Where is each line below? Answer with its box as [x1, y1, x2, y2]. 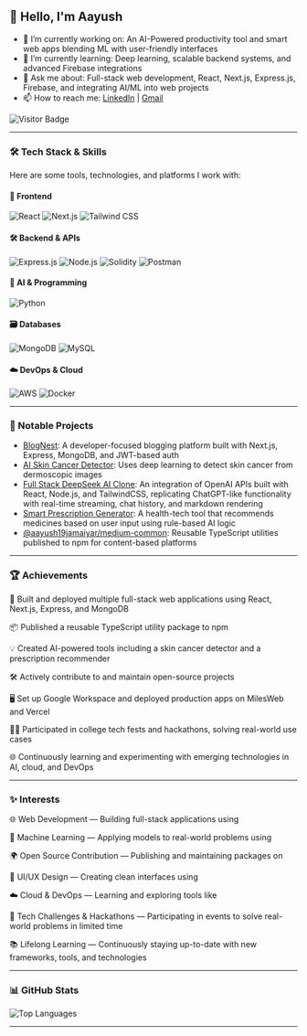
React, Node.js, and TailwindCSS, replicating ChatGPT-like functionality [22, 488, 291, 499]
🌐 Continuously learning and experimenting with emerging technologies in [9, 751, 290, 762]
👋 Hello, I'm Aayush [9, 9, 123, 25]
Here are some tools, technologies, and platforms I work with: [9, 170, 241, 181]
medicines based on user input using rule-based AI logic [22, 518, 236, 529]
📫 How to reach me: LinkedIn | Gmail [22, 92, 164, 103]
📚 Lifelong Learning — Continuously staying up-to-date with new [9, 939, 258, 950]
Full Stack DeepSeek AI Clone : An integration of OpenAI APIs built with [22, 479, 290, 490]
